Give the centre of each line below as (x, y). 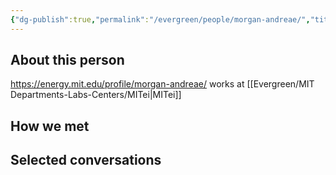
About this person (67, 60)
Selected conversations (86, 160)
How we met (50, 126)
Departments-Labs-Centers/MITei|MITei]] (96, 95)
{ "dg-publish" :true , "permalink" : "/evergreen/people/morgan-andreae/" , (160, 19)
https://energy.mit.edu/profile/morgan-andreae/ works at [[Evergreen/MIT (162, 84)
